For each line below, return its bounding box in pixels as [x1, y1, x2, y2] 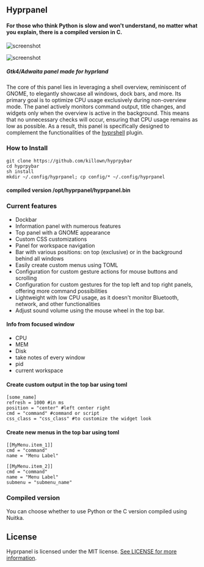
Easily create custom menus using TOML [15, 261, 118, 268]
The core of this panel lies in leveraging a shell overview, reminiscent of [6, 83, 186, 90]
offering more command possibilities [15, 287, 108, 294]
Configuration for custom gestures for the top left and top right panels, [15, 280, 193, 288]
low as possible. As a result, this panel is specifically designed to [6, 122, 170, 130]
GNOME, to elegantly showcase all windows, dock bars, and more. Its [6, 90, 181, 97]
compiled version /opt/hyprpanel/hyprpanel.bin [6, 186, 131, 194]
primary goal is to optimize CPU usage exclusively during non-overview [6, 96, 187, 103]
